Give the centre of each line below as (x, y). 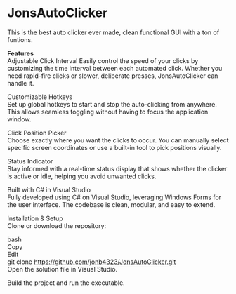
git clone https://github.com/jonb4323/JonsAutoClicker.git (92, 262)
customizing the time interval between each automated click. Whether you (115, 68)
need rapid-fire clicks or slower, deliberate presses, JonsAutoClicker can (113, 76)
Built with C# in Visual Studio (49, 189)
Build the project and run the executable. (66, 283)
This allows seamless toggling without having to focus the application (108, 112)
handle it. (21, 83)
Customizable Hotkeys (40, 97)
